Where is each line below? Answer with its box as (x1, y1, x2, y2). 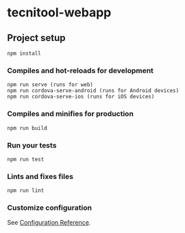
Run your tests (7, 140, 57, 150)
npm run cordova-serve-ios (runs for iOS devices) (7, 94, 155, 100)
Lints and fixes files (7, 172, 74, 181)
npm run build (7, 124, 48, 131)
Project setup (7, 32, 66, 44)
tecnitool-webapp (7, 5, 112, 20)
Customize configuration (7, 203, 92, 213)
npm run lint (7, 187, 45, 194)
